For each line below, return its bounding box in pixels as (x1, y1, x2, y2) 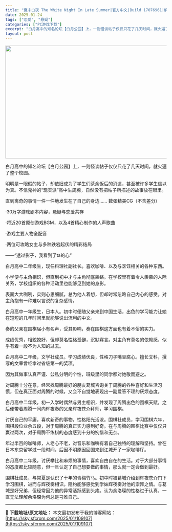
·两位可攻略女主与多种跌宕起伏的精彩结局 (5, 241, 92, 247)
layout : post (5, 31, 33, 36)
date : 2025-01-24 (5, 12, 42, 17)
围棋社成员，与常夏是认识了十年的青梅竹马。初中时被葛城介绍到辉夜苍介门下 (5, 475, 167, 481)
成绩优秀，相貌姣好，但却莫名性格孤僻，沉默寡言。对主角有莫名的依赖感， (5, 337, 162, 343)
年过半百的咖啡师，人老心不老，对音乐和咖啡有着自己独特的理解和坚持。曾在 (5, 440, 167, 446)
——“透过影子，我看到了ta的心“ (5, 252, 72, 258)
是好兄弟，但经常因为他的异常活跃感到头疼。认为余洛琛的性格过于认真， (9, 487, 162, 494)
